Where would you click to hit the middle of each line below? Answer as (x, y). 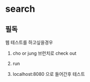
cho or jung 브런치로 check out (44, 53)
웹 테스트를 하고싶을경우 (29, 42)
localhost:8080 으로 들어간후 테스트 (49, 74)
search (20, 9)
